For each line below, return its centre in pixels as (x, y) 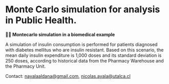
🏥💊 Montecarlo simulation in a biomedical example (60, 34)
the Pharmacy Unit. (26, 66)
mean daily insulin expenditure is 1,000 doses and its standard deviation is (83, 55)
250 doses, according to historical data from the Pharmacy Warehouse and (84, 60)
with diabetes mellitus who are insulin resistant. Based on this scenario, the (84, 50)
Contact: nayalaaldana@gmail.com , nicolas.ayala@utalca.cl (68, 76)
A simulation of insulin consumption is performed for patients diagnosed (81, 44)
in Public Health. (41, 20)
